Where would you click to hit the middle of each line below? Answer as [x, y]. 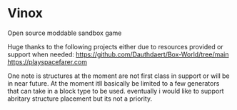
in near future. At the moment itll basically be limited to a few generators [114, 83]
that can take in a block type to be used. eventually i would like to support [116, 91]
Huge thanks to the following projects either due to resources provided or [115, 46]
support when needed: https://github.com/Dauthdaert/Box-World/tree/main [118, 54]
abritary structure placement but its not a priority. [80, 99]
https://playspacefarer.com [47, 61]
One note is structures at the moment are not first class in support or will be [118, 76]
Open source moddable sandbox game [65, 33]
